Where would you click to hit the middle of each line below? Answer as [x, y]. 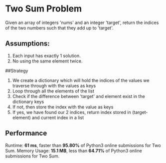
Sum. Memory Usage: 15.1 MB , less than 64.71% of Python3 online [74, 150]
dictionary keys [28, 101]
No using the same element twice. [47, 61]
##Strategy [17, 70]
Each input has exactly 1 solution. [46, 55]
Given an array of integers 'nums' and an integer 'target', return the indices [82, 22]
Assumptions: [27, 44]
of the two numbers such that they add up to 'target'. [59, 27]
